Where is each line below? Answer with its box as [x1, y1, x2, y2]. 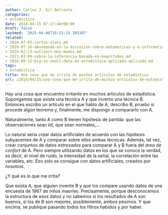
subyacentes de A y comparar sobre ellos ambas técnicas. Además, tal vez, [5, 136, 161, 142]
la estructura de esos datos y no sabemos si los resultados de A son [5, 193, 146, 199]
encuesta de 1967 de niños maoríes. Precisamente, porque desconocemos [5, 188, 159, 194]
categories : [5, 12, 30, 17]
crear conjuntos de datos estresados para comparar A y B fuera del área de [5, 142, 161, 148]
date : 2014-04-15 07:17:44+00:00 [5, 21, 75, 26]
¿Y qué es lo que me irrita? [5, 173, 60, 179]
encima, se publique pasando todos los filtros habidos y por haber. [5, 203, 142, 210]
